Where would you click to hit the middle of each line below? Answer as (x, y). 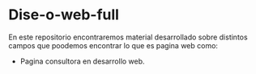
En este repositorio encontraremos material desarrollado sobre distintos (128, 37)
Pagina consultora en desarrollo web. (82, 61)
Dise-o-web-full (64, 15)
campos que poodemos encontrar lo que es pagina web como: (113, 45)
